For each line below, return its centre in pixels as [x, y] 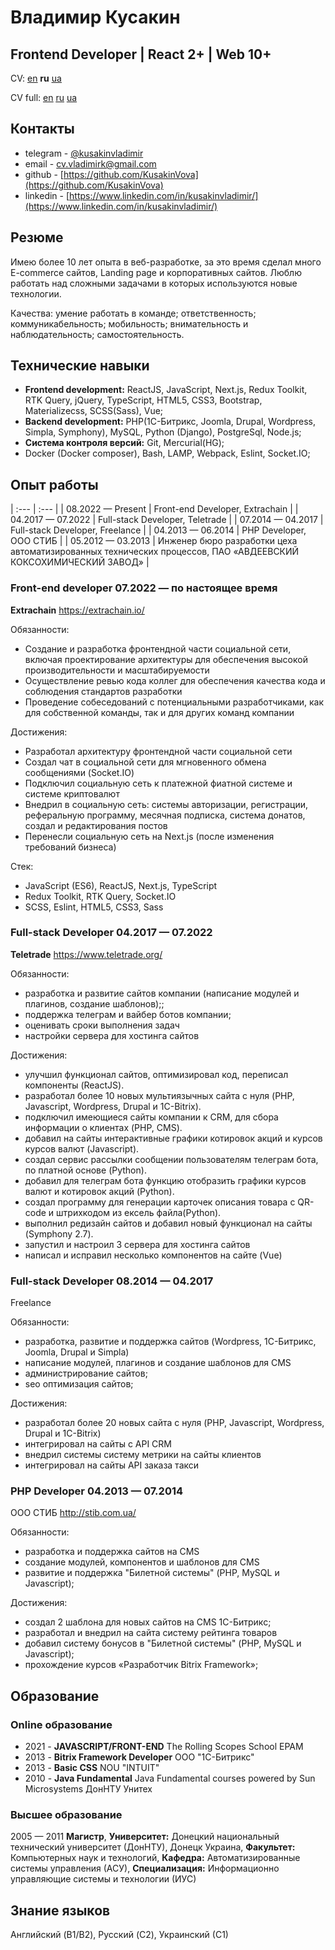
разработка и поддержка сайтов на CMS [112, 1552]
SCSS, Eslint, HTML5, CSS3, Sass [94, 907]
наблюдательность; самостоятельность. [97, 334]
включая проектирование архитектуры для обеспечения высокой [166, 659]
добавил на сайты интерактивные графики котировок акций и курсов [173, 1138]
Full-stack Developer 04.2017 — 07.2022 [111, 933]
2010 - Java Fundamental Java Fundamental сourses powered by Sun [170, 1778]
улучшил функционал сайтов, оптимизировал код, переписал [156, 1074]
